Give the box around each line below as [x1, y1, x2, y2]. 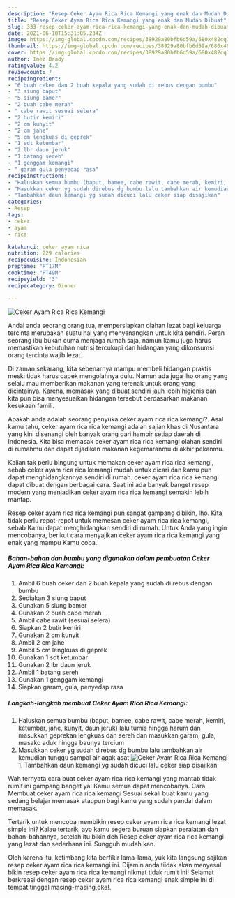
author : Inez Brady [8, 56, 65, 63]
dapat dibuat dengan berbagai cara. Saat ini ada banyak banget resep [8, 480, 209, 488]
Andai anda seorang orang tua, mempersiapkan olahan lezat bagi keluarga [8, 321, 222, 329]
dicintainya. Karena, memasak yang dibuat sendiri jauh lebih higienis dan [8, 387, 217, 395]
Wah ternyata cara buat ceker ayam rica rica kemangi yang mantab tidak [8, 774, 217, 783]
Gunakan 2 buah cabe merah [17, 608, 102, 618]
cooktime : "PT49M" [8, 269, 61, 276]
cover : [8, 50, 27, 57]
